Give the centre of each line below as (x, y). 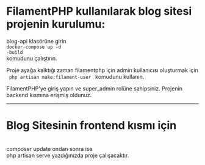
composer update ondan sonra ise (49, 148)
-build (15, 52)
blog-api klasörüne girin (36, 41)
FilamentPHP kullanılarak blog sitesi (99, 11)
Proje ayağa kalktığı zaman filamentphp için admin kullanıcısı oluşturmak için (102, 70)
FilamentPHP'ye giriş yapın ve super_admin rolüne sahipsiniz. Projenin (95, 88)
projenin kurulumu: (56, 24)
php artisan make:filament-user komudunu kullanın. (77, 76)
